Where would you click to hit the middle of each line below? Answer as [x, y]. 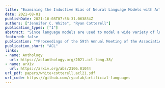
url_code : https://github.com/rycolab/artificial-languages [68, 78]
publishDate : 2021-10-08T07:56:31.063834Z [49, 19]
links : [12, 50]
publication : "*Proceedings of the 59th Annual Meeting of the [71, 42]
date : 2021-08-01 [23, 14]
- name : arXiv [20, 64]
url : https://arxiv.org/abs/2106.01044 [50, 69]
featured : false [22, 37]
